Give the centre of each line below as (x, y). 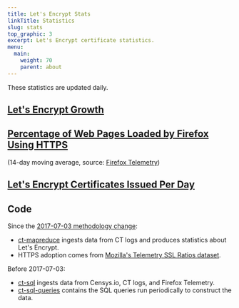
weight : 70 (36, 61)
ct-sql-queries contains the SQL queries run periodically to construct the (124, 290)
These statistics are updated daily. (58, 87)
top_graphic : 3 (30, 34)
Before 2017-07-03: (36, 269)
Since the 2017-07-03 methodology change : (72, 226)
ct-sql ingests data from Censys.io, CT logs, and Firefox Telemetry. (116, 283)
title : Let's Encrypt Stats (49, 14)
